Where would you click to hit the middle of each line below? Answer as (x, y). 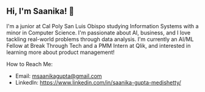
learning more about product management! (61, 52)
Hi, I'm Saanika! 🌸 (40, 11)
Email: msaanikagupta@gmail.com (58, 76)
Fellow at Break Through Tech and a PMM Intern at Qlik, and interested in (99, 45)
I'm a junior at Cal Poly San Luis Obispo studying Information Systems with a (102, 26)
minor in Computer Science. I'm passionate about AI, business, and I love (99, 33)
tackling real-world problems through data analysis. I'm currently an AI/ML (100, 39)
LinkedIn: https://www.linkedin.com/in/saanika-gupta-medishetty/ (98, 82)
